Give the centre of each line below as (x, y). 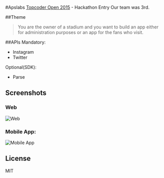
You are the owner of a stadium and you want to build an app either (88, 27)
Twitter (20, 57)
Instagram (23, 52)
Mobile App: (21, 131)
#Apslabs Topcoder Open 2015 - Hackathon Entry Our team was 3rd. (77, 7)
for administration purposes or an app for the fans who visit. (80, 32)
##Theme (15, 17)
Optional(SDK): (21, 67)
